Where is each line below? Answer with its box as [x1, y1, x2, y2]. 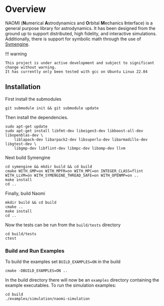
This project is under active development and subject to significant [5, 60, 155, 65]
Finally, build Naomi [5, 190, 46, 196]
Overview [5, 3, 46, 15]
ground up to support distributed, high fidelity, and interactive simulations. [5, 30, 157, 36]
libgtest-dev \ [5, 141, 37, 147]
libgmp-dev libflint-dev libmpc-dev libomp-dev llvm [14, 146, 126, 151]
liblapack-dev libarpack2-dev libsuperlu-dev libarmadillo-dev [14, 137, 148, 142]
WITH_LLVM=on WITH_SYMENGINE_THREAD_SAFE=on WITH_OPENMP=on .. [5, 173, 139, 178]
